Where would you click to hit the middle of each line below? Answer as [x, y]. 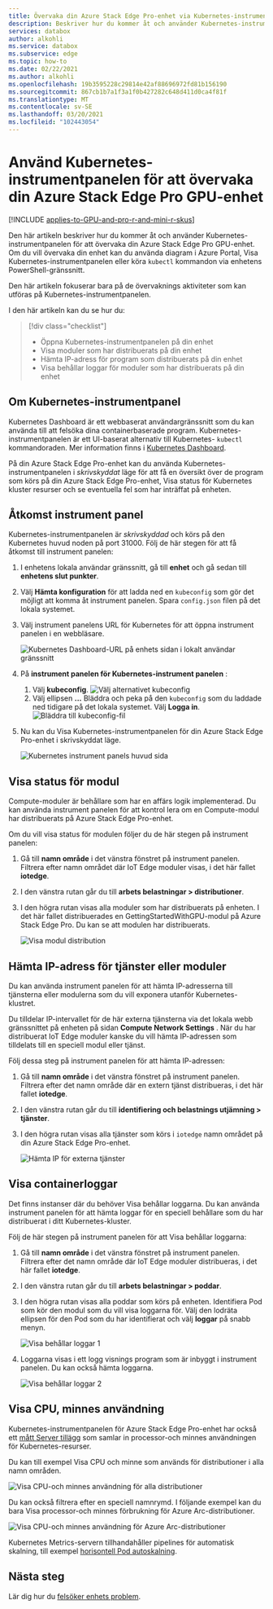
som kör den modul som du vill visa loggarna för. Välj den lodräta [129, 1310]
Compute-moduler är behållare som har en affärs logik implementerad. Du [132, 801]
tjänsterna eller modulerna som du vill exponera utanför [101, 995]
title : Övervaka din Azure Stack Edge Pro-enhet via [100, 16]
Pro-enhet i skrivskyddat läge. [71, 740]
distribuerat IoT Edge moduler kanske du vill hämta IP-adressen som [123, 1036]
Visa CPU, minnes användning [87, 1409]
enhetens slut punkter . [59, 576]
